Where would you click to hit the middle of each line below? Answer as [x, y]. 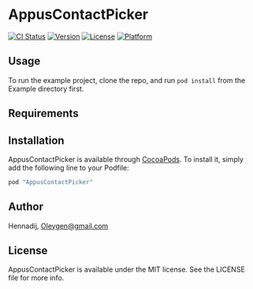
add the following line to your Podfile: [69, 167]
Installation [36, 140]
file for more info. [36, 278]
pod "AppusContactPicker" [50, 182]
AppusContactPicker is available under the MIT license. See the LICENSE [127, 269]
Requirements [43, 113]
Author [26, 207]
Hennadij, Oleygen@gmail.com [58, 226]
